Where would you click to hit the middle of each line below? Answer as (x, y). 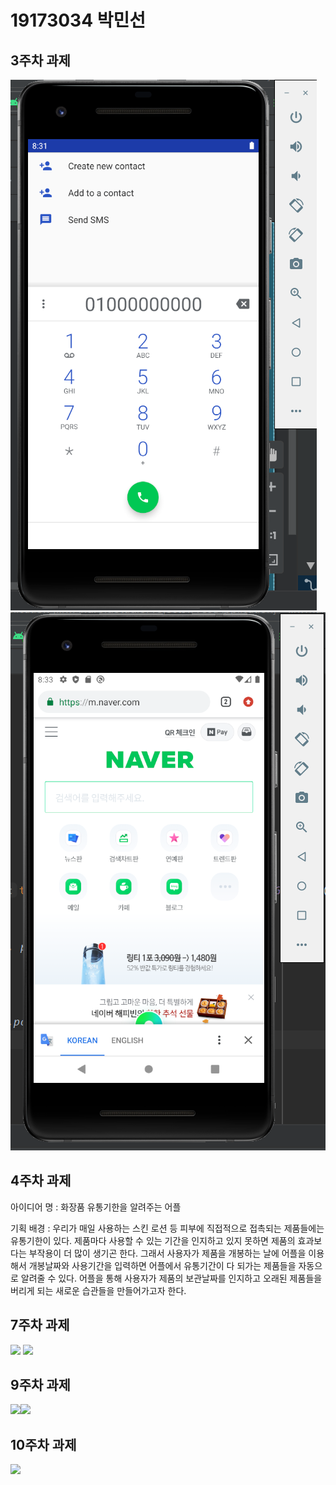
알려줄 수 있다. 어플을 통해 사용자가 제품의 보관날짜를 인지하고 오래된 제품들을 (171, 1278)
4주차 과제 (41, 1181)
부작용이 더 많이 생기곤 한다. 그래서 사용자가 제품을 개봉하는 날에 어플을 (167, 1253)
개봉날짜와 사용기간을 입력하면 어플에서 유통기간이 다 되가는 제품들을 (162, 1265)
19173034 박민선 (78, 20)
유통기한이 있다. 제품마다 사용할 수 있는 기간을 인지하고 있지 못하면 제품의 (153, 1240)
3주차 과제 (40, 60)
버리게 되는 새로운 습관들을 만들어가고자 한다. (98, 1290)
